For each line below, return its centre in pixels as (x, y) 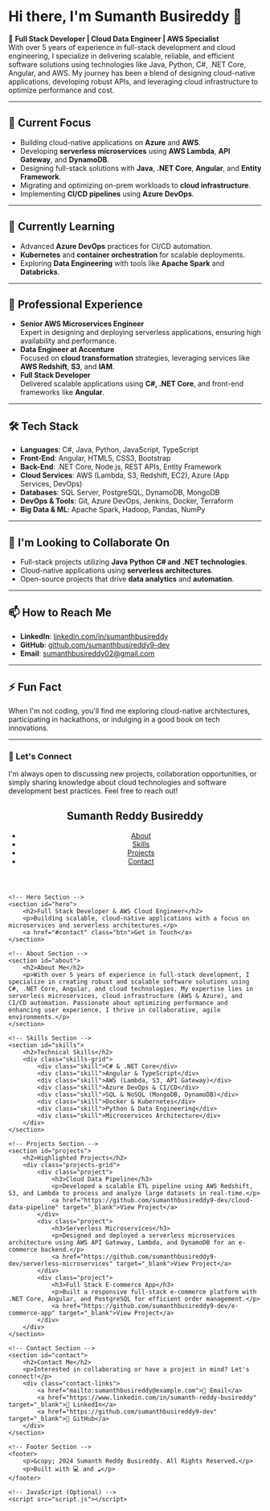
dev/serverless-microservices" (61, 1264)
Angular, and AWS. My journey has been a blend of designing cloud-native (132, 72)
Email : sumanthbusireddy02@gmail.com (87, 653)
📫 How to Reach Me (60, 613)
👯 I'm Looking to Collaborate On (89, 542)
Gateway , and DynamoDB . (65, 159)
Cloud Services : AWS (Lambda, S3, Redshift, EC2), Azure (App (125, 475)
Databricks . (40, 271)
